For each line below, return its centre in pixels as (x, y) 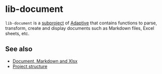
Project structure (30, 66)
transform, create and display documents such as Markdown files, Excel (80, 28)
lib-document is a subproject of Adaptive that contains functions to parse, (81, 23)
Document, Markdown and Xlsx (45, 61)
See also (19, 49)
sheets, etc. (17, 33)
